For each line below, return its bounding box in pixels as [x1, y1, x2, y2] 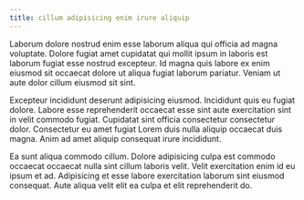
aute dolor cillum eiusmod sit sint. [9, 76, 136, 87]
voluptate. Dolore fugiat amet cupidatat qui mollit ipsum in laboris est [9, 47, 268, 59]
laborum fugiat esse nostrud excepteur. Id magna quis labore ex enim [9, 57, 271, 68]
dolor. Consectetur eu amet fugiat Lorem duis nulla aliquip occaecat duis [9, 124, 283, 135]
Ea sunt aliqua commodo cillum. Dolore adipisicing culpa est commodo [9, 151, 276, 162]
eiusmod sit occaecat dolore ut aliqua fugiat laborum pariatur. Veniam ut [9, 67, 281, 78]
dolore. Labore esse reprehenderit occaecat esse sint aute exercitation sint [9, 104, 292, 115]
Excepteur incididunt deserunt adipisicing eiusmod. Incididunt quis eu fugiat [9, 95, 295, 105]
